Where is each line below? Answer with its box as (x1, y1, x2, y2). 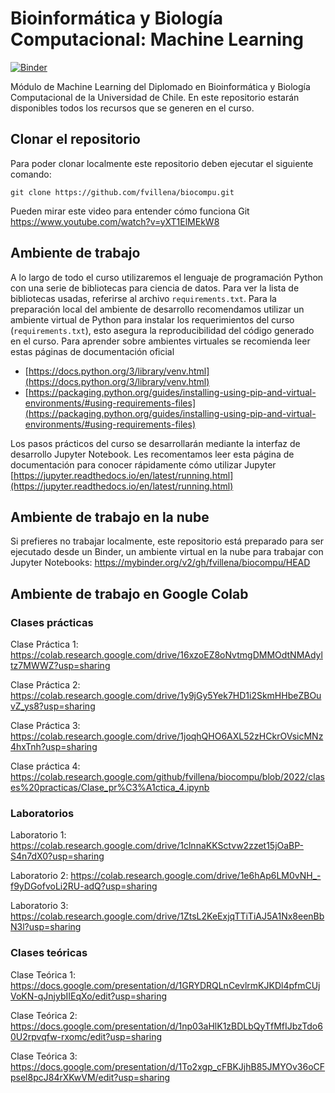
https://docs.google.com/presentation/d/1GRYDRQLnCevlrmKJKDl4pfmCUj (10, 979, 321, 991)
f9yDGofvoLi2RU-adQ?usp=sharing (10, 880, 158, 892)
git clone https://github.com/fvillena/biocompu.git (10, 187, 235, 197)
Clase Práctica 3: (10, 720, 81, 732)
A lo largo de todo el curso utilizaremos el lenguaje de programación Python (10, 271, 324, 283)
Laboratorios (10, 806, 75, 820)
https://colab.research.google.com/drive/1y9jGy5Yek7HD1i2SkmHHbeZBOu (10, 690, 322, 702)
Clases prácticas (10, 615, 94, 629)
